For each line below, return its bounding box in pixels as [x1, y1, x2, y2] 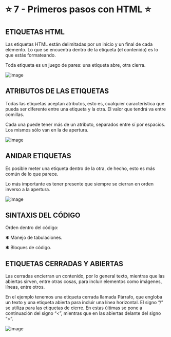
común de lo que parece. [5, 171, 59, 177]
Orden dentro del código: [5, 224, 59, 231]
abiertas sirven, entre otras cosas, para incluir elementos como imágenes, [5, 278, 162, 285]
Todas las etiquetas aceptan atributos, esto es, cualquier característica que [5, 100, 165, 106]
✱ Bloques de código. [5, 245, 51, 251]
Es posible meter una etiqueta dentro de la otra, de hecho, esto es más [5, 165, 155, 172]
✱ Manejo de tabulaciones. [5, 234, 63, 241]
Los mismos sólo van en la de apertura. [5, 126, 89, 133]
